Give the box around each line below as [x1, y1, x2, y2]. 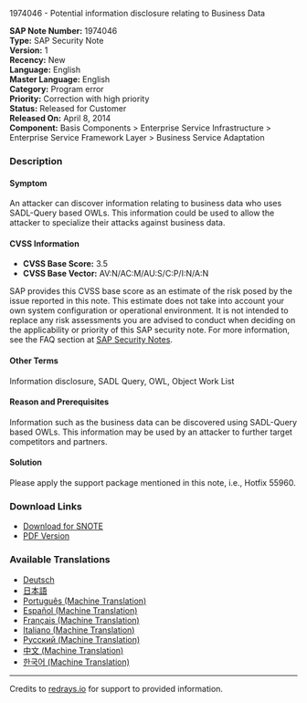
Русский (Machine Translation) [22, 634, 141, 645]
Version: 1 [9, 45, 48, 56]
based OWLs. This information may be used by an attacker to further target [9, 426, 292, 437]
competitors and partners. [9, 435, 108, 446]
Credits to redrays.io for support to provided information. [9, 683, 224, 694]
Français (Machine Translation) [22, 614, 140, 625]
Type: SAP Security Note [9, 36, 104, 46]
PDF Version [22, 530, 70, 541]
